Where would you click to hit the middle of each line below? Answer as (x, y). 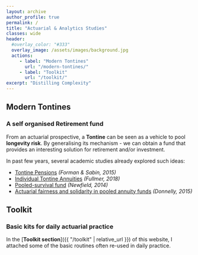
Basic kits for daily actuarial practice (60, 227)
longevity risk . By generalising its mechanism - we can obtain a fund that (96, 143)
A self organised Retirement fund (55, 124)
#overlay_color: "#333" (41, 45)
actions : (22, 56)
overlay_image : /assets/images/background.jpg (70, 50)
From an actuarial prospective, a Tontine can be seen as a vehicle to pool (96, 137)
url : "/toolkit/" (46, 78)
